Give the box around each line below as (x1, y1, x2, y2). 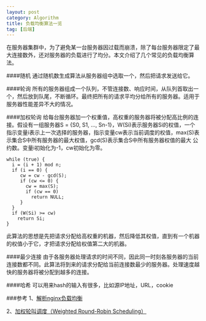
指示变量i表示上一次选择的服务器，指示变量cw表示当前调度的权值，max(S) (6, 129, 194, 136)
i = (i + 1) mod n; (12, 162, 62, 168)
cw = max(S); (25, 184, 59, 190)
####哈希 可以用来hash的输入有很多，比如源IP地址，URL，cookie (6, 282, 174, 289)
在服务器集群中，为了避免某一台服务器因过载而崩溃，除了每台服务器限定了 (6, 44, 194, 51)
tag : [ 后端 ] (6, 26, 35, 33)
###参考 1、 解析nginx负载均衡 (6, 295, 83, 302)
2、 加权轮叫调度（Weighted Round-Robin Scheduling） (6, 307, 147, 315)
